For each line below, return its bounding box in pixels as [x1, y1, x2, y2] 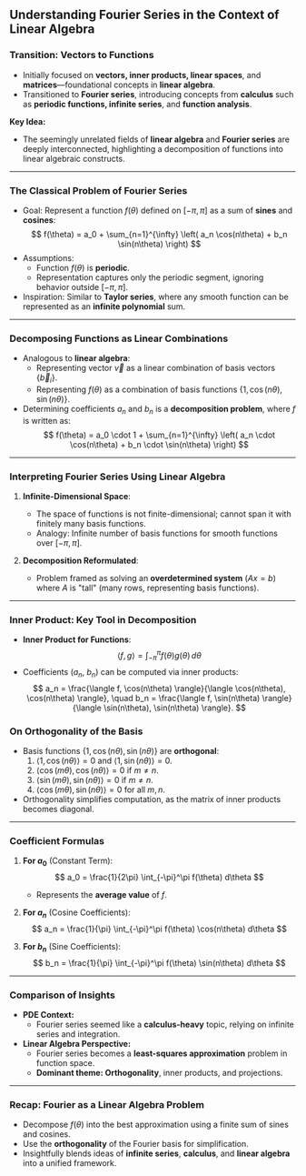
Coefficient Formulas [9, 834, 104, 847]
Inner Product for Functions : [22, 634, 132, 645]
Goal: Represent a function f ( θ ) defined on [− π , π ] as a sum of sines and [22, 205, 293, 216]
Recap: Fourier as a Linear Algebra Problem [9, 1098, 204, 1111]
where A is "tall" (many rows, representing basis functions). [35, 582, 260, 594]
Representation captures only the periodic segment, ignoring [35, 272, 264, 283]
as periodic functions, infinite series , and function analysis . [22, 98, 252, 109]
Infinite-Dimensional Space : [22, 491, 132, 502]
